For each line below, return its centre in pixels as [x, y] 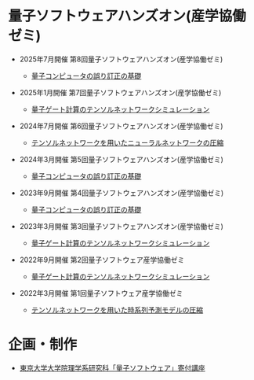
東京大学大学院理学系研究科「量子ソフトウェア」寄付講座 [112, 367]
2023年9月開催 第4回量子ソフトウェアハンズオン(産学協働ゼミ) [122, 193]
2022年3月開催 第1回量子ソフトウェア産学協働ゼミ [101, 293]
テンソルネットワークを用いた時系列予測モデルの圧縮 [117, 310]
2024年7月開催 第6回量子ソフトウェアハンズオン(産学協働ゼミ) [121, 126]
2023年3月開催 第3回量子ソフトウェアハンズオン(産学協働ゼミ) [121, 226]
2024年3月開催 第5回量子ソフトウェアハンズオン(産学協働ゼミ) [121, 159]
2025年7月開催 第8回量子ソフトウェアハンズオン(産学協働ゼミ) [121, 59]
